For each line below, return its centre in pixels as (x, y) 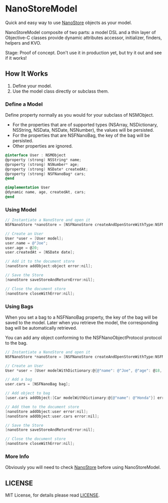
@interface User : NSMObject (35, 155)
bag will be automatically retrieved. (41, 328)
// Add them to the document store (42, 407)
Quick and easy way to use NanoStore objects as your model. (69, 23)
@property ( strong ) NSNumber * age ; (42, 164)
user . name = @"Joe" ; (27, 243)
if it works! (16, 58)
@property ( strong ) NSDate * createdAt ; (47, 169)
